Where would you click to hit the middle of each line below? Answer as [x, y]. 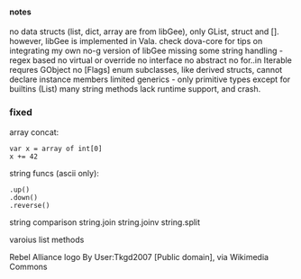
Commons [28, 266]
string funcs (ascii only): [54, 173]
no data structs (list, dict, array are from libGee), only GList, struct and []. [144, 31]
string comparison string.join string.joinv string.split [105, 222]
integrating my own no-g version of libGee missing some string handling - [146, 51]
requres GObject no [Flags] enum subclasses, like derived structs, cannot [146, 70]
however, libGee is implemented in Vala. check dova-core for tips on [136, 41]
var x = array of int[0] [56, 148]
